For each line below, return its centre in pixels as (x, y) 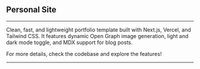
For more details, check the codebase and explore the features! (84, 54)
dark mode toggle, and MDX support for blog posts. (69, 42)
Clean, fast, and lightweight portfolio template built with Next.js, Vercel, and (99, 30)
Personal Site (31, 10)
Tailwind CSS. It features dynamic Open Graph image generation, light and (97, 36)
